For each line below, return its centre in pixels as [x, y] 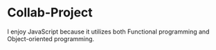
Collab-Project [50, 13]
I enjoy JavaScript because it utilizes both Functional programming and [108, 32]
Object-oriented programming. [51, 38]
